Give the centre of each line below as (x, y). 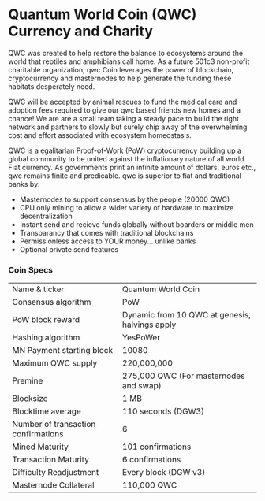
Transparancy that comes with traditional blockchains (106, 232)
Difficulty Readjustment (56, 473)
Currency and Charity (81, 31)
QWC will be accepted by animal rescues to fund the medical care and (123, 102)
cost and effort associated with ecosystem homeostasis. (100, 135)
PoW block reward (46, 320)
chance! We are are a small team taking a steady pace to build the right (123, 118)
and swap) (142, 386)
